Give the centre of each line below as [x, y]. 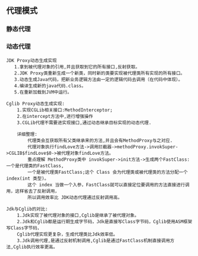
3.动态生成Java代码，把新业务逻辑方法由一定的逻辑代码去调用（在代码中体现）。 [98, 79]
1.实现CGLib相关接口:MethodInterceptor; [65, 110]
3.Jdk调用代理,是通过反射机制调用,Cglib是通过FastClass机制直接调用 [94, 241]
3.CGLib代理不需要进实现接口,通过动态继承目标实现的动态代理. [84, 123]
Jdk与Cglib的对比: [27, 209]
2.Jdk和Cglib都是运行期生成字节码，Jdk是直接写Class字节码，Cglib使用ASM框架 [105, 221]
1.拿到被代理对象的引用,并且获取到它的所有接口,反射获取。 [77, 67]
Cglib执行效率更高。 [36, 247]
